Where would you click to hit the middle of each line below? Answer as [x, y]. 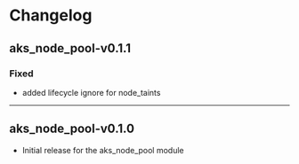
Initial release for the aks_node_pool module [103, 150]
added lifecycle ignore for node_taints [91, 92]
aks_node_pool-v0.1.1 [70, 48]
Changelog [51, 16]
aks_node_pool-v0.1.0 [72, 129]
